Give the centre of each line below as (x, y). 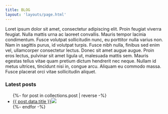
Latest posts (21, 84)
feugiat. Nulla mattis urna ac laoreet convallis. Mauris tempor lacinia (76, 34)
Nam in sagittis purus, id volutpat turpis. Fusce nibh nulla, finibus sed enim (82, 45)
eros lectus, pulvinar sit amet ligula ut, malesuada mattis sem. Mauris (77, 55)
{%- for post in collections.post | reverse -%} (60, 95)
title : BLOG (18, 10)
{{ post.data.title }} (32, 101)
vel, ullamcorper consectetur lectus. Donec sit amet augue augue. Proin (80, 50)
